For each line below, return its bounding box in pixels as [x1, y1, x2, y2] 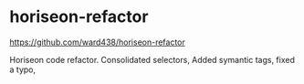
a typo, [9, 64, 37, 75]
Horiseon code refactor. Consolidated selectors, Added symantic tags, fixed [9, 54, 295, 65]
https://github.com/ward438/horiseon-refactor [9, 37, 185, 47]
